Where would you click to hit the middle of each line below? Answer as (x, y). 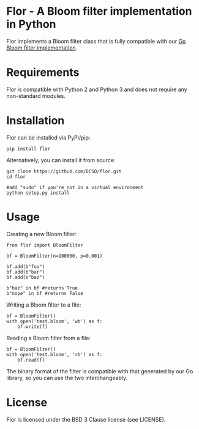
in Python (31, 24)
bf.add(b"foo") (26, 267)
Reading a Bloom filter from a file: (48, 338)
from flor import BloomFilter (45, 245)
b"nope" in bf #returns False (45, 293)
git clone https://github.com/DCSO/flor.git (64, 171)
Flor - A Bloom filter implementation (99, 11)
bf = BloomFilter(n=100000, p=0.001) (54, 256)
